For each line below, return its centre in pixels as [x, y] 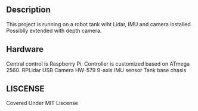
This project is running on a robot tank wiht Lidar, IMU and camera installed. [99, 24]
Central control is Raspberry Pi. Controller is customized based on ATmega [98, 64]
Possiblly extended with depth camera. [54, 30]
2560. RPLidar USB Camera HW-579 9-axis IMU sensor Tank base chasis [96, 70]
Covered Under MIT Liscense [42, 103]
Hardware [25, 49]
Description [28, 10]
